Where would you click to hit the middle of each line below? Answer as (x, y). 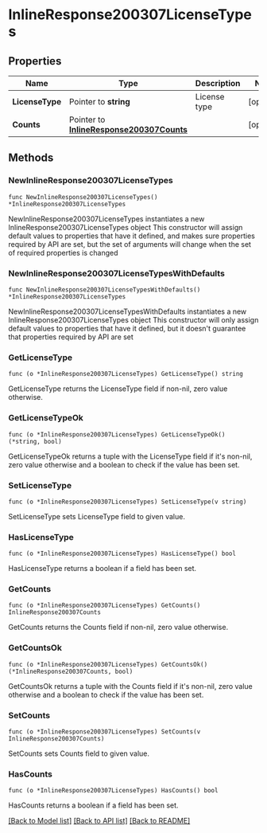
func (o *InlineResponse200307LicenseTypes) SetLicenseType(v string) (128, 502)
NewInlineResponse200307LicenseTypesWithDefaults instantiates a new (128, 311)
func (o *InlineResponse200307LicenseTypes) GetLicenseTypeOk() (117, 434)
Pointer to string (100, 102)
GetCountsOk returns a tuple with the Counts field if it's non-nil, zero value (130, 686)
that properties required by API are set (71, 337)
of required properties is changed (63, 252)
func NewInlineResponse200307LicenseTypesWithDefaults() (104, 289)
